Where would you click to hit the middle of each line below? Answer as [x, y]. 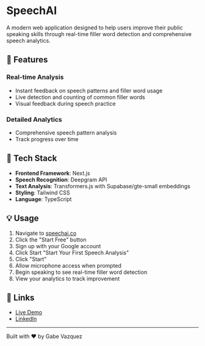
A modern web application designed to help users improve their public [95, 28]
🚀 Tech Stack [32, 159]
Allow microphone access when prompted [68, 265]
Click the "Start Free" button [51, 240]
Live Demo [29, 312]
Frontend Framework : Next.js [52, 173]
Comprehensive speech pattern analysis [66, 133]
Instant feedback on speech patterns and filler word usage [89, 90]
